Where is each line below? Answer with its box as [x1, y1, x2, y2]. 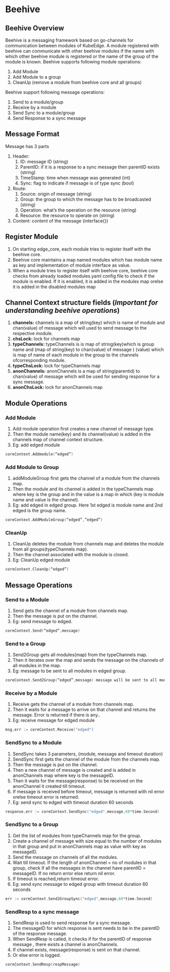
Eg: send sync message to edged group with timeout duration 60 [12, 881, 148, 887]
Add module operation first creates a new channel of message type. [12, 426, 155, 432]
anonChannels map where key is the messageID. [12, 772, 114, 778]
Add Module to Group [5, 463, 59, 471]
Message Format [5, 130, 60, 138]
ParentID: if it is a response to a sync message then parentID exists [20, 164, 160, 170]
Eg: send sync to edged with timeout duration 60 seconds [12, 799, 134, 805]
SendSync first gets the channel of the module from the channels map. [12, 756, 160, 762]
